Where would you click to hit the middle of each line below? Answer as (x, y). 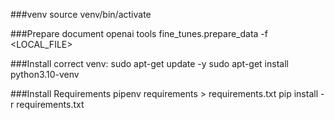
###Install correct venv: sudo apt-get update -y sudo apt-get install (149, 63)
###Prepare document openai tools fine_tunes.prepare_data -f (139, 33)
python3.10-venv (45, 74)
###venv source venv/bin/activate (81, 14)
